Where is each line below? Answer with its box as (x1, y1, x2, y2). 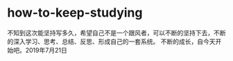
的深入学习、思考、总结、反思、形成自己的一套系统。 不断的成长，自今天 (7, 37, 216, 46)
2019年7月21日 (25, 46, 67, 54)
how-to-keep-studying (7, 5, 143, 21)
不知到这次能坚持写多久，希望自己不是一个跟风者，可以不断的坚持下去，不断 (7, 28, 226, 37)
